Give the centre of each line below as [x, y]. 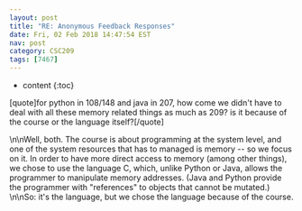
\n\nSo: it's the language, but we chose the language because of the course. [151, 197]
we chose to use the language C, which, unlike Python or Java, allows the [146, 168]
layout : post [34, 18]
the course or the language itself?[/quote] [87, 122]
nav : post [28, 43]
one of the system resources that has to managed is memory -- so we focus [151, 149]
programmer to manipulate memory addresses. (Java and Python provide [146, 178]
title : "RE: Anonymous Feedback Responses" [92, 26]
